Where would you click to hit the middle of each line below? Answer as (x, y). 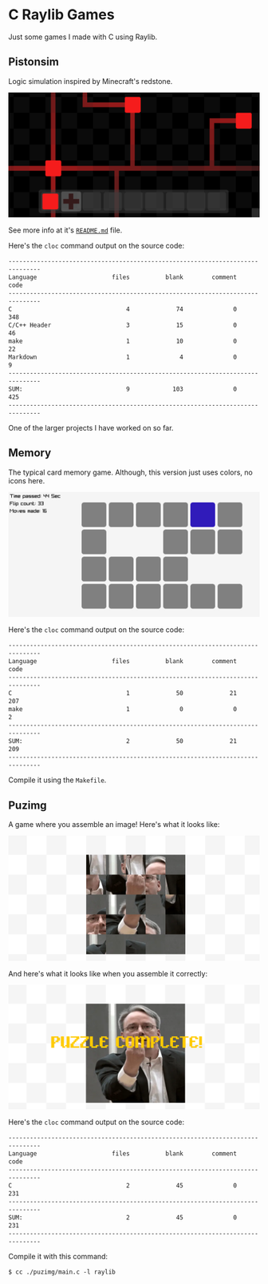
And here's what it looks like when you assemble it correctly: (108, 973)
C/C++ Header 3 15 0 (123, 325)
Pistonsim (34, 62)
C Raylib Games (61, 15)
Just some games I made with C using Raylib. (83, 37)
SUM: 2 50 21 (123, 741)
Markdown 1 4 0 (123, 357)
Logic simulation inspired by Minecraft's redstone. (91, 81)
